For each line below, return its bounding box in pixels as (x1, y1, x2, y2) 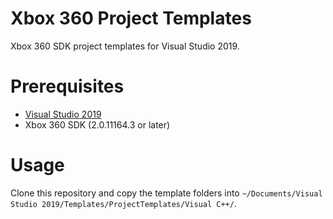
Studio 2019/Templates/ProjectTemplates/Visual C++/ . (10, 197, 237, 209)
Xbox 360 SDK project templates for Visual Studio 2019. (10, 40, 240, 52)
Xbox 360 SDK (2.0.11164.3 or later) (24, 118, 171, 131)
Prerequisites (10, 75, 125, 98)
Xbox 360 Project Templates (10, 7, 252, 30)
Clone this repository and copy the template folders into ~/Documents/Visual (10, 187, 323, 199)
